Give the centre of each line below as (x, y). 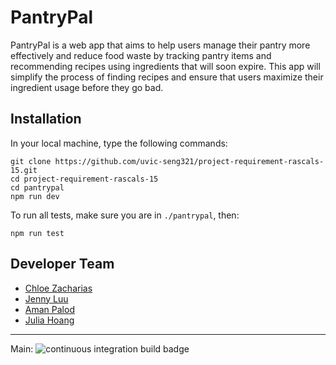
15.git (24, 170)
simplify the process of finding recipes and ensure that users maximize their (167, 77)
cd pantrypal (37, 187)
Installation (46, 119)
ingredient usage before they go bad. (87, 87)
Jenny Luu (46, 298)
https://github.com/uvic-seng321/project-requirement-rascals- (189, 161)
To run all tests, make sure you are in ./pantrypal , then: (125, 215)
